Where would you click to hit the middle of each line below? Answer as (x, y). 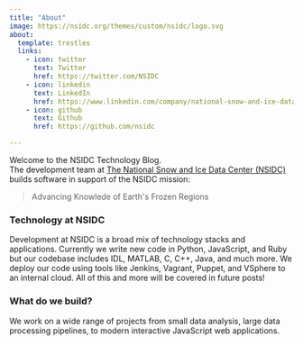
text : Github (58, 118)
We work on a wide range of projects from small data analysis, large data (145, 321)
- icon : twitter (56, 59)
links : (30, 51)
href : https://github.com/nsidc (94, 127)
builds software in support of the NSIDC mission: (100, 179)
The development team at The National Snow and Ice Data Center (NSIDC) (148, 169)
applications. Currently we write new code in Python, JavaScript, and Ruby (148, 250)
